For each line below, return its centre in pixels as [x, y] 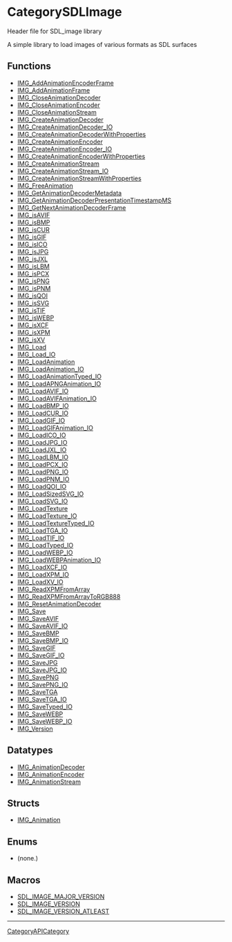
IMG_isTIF [31, 310]
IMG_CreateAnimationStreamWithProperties [79, 178]
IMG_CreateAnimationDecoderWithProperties [81, 134]
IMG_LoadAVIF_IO [43, 391]
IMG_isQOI [32, 296]
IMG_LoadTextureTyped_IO [56, 523]
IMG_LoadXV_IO [40, 581]
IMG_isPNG [33, 281]
